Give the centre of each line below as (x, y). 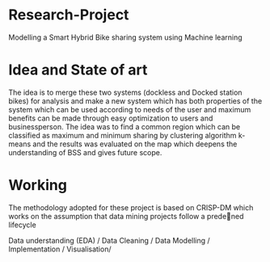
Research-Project (69, 15)
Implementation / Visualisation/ (60, 249)
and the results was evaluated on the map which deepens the (135, 144)
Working (38, 186)
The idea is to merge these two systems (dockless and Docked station (125, 92)
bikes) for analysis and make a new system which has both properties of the (135, 101)
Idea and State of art (78, 70)
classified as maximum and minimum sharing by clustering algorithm (122, 135)
